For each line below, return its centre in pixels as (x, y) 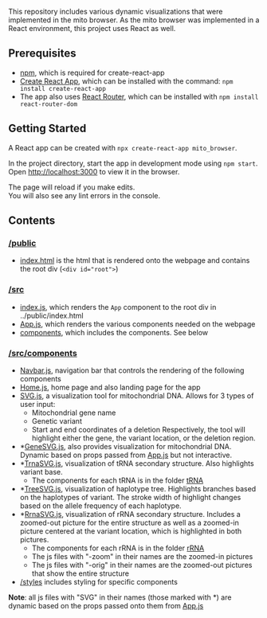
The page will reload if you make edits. (72, 187)
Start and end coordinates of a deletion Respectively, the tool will (138, 429)
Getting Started (47, 129)
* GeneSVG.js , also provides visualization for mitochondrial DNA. (126, 446)
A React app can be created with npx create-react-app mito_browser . (123, 147)
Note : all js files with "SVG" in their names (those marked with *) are (120, 597)
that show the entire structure (80, 573)
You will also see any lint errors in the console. (84, 195)
